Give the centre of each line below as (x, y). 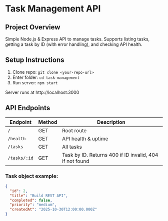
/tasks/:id (20, 158)
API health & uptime (85, 139)
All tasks (72, 147)
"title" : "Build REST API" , (39, 196)
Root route (74, 130)
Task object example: (32, 176)
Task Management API (53, 9)
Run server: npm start (35, 82)
